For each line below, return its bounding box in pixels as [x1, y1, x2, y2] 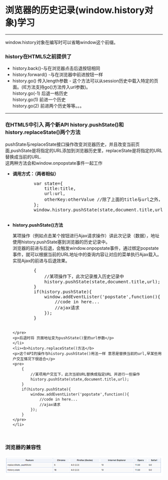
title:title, [44, 186, 76, 191]
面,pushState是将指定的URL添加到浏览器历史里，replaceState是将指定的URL [5, 147, 162, 153]
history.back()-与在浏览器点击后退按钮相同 [12, 66, 100, 72]
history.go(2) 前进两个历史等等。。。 [12, 103, 84, 109]
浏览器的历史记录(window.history [5, 5, 145, 16]
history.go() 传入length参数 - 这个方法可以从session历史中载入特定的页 [12, 78, 158, 84]
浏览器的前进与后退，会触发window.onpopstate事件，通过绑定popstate [12, 245, 159, 251]
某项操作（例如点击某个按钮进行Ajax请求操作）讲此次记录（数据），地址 [12, 232, 160, 238]
